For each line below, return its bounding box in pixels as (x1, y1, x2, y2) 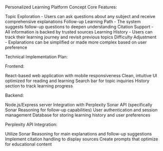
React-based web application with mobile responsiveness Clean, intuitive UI (5, 73, 157, 78)
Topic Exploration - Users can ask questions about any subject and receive (5, 14, 156, 19)
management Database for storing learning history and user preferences (5, 112, 151, 118)
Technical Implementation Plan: (5, 54, 68, 60)
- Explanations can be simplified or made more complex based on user (5, 39, 147, 45)
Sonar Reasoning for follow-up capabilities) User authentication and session (5, 107, 158, 113)
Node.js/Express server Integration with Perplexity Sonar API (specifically (5, 102, 152, 107)
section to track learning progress (5, 83, 73, 89)
